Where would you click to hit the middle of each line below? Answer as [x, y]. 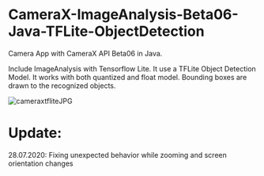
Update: [35, 133]
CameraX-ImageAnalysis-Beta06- [123, 15]
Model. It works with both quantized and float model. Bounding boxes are [128, 77]
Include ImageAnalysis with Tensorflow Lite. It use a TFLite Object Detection [132, 68]
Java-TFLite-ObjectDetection [106, 31]
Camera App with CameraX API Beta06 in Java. [85, 53]
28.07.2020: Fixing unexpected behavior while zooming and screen [117, 155]
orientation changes [41, 163]
